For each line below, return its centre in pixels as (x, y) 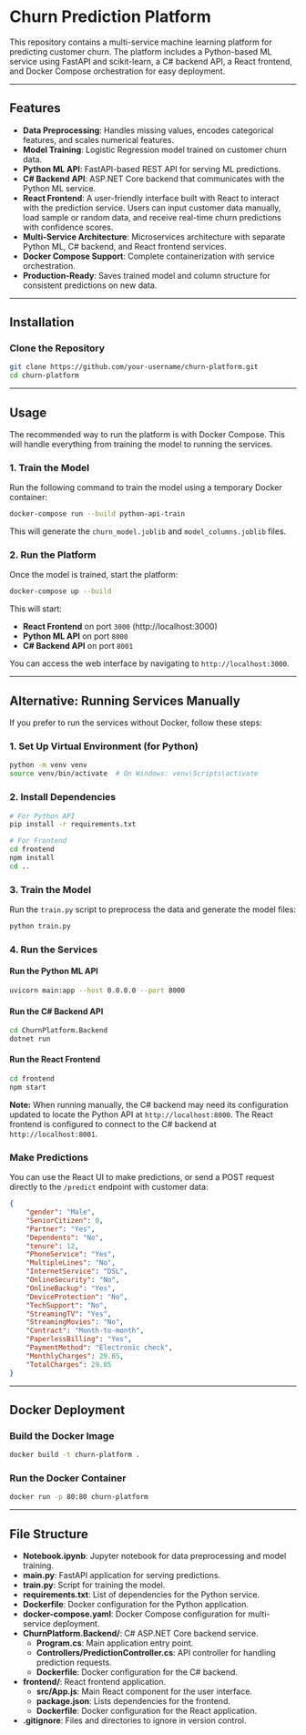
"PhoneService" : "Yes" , (71, 1255)
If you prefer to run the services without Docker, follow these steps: (136, 723)
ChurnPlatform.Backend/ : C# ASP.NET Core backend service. (140, 1634)
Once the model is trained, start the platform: (94, 575)
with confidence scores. (68, 227)
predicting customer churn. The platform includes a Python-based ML (141, 51)
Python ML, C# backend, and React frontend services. (125, 246)
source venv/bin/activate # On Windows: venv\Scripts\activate (134, 774)
